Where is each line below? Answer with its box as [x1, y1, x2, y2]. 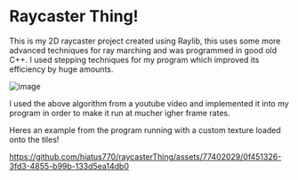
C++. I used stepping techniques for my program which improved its [9, 54, 260, 65]
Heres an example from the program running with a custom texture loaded [9, 124, 282, 135]
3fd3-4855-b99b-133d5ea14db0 [9, 160, 129, 171]
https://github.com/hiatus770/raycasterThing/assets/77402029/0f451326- [9, 151, 282, 161]
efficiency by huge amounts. [9, 64, 114, 74]
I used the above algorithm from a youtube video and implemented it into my [9, 98, 289, 108]
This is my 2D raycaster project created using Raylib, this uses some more [9, 35, 281, 46]
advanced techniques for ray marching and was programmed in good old [9, 44, 278, 55]
